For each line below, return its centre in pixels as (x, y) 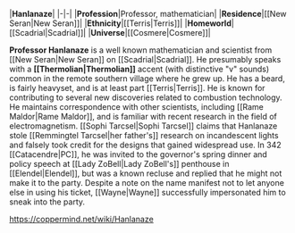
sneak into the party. (47, 202)
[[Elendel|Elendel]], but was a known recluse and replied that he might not (146, 173)
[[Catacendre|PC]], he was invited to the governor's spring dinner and (139, 154)
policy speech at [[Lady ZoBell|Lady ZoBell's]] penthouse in (119, 164)
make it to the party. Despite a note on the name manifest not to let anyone (147, 183)
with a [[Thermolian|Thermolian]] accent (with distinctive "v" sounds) (139, 69)
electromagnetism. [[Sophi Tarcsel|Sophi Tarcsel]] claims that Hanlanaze (143, 126)
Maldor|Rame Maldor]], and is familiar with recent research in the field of (143, 116)
